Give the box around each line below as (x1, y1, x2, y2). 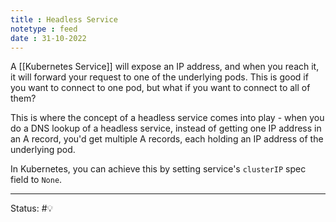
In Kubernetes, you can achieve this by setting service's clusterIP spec (10, 163, 307, 175)
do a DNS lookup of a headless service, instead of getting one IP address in (10, 122, 322, 135)
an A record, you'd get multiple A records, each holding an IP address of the (10, 133, 324, 145)
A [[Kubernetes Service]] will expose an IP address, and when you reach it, (10, 61, 320, 73)
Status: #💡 (10, 202, 54, 215)
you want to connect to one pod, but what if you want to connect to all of (10, 82, 311, 94)
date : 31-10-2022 (10, 33, 87, 43)
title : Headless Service (10, 14, 118, 25)
